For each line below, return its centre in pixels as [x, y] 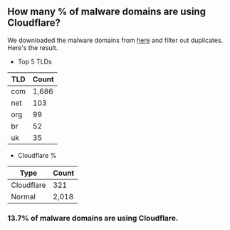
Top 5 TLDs [35, 61]
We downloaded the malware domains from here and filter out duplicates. [115, 40]
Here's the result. [33, 47]
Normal [23, 196]
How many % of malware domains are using [107, 12]
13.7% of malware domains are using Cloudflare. [93, 218]
